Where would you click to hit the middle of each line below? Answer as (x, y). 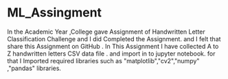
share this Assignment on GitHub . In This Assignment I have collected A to (113, 46)
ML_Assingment (54, 13)
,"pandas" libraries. (34, 68)
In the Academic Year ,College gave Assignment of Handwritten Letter (106, 32)
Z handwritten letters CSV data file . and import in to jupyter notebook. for (111, 54)
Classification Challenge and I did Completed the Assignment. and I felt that (114, 38)
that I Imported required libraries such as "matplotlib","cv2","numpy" (103, 60)
